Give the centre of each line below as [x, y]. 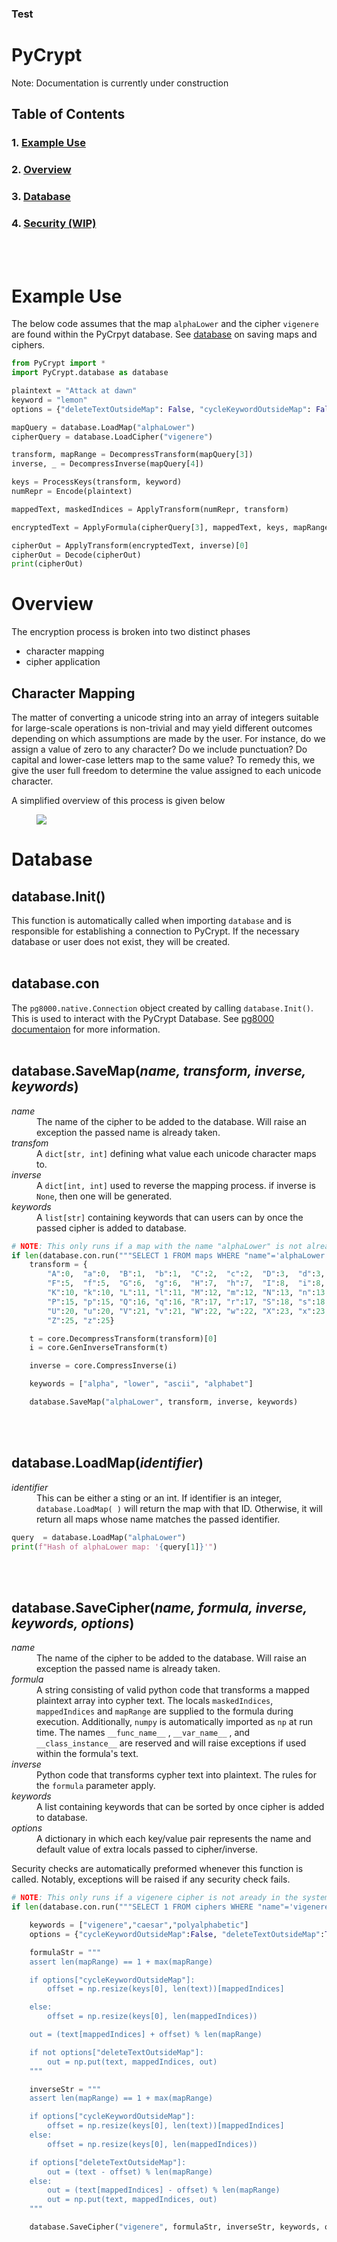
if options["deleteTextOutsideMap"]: [108, 2162]
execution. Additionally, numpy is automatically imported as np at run [175, 1722]
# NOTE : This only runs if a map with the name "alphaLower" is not [157, 1246]
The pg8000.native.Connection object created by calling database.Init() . [162, 1008]
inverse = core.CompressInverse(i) [103, 1366]
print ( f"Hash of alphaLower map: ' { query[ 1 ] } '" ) [114, 1547]
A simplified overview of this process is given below [118, 800]
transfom [30, 1143]
